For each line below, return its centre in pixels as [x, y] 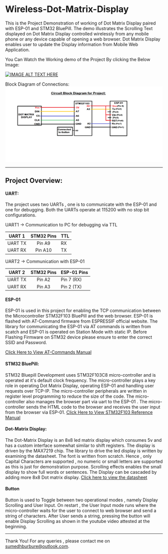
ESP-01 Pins [74, 272]
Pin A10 [43, 250]
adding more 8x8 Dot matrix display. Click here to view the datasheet [76, 477]
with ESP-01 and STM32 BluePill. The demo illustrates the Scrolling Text [79, 28]
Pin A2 [44, 280]
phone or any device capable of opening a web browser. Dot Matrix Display [83, 39]
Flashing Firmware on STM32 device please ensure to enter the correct [79, 337]
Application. [17, 50]
